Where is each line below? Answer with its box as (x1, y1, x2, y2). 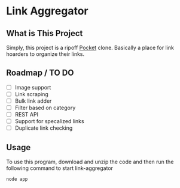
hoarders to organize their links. (6, 50, 85, 58)
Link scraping (14, 90, 49, 97)
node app (6, 176, 28, 183)
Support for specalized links (14, 118, 85, 125)
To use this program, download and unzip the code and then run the (6, 158, 174, 166)
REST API (14, 111, 39, 118)
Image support (14, 83, 51, 91)
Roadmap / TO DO (6, 68, 74, 78)
